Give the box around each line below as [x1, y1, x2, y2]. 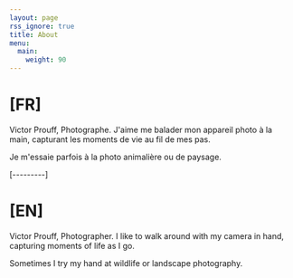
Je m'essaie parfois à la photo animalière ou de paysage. [9, 151, 222, 162]
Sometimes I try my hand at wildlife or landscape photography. [9, 257, 243, 268]
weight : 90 [25, 55, 67, 64]
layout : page [9, 13, 59, 23]
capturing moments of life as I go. [9, 240, 136, 251]
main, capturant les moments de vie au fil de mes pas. [9, 133, 211, 145]
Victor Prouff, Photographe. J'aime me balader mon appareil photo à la [9, 124, 273, 135]
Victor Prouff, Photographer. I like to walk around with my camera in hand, [9, 230, 285, 241]
